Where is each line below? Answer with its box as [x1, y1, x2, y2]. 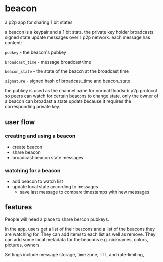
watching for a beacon [5, 167, 61, 174]
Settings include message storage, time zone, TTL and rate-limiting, [5, 251, 144, 257]
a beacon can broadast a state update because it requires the [5, 98, 132, 104]
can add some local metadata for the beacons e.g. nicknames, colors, [5, 236, 148, 242]
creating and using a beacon [5, 132, 76, 139]
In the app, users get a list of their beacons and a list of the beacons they [5, 226, 155, 232]
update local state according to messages [12, 183, 98, 189]
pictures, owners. [5, 242, 41, 248]
